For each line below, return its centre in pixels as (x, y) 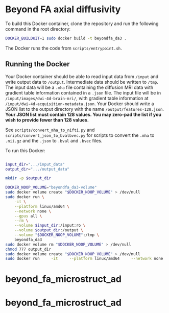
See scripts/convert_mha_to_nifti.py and (50, 130)
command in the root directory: (38, 29)
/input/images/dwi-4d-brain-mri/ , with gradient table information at (77, 98)
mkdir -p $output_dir (28, 178)
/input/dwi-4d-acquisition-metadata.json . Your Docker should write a (80, 104)
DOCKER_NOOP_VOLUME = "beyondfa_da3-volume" (51, 187)
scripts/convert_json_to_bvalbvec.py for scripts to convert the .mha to (80, 135)
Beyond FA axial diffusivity (63, 9)
